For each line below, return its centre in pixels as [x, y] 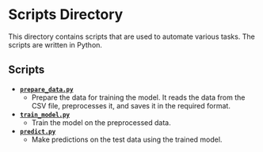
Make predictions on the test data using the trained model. [127, 139]
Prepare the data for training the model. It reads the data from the [138, 97]
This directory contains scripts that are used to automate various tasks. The [131, 36]
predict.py [38, 131]
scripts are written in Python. [55, 44]
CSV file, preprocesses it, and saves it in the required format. [131, 105]
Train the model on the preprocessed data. [101, 122]
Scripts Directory [66, 15]
